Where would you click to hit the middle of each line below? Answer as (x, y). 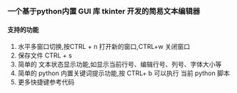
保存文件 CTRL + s (45, 55)
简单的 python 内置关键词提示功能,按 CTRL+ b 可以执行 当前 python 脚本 (123, 73)
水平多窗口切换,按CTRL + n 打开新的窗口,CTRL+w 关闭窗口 (104, 47)
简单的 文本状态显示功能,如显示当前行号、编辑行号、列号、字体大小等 (120, 65)
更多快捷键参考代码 (46, 82)
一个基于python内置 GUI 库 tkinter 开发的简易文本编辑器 (104, 11)
